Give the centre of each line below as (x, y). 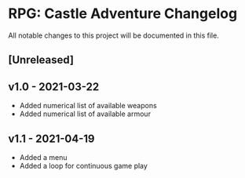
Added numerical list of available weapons (88, 106)
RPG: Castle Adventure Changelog (123, 14)
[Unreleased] (41, 60)
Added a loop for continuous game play (83, 165)
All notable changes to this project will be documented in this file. (114, 35)
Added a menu (44, 157)
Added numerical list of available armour (85, 114)
